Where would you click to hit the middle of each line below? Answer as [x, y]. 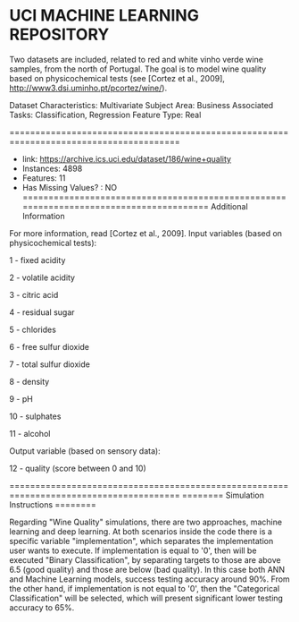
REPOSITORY [59, 34]
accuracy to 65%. [42, 607]
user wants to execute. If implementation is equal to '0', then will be [133, 550]
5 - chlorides [33, 329]
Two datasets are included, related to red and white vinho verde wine [136, 59]
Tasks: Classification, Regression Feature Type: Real [105, 115]
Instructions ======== [53, 504]
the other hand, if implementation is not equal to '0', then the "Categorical [145, 588]
